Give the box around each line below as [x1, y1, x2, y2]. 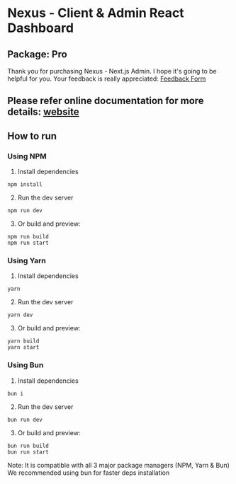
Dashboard [7, 20, 74, 36]
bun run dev [7, 416, 43, 423]
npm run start [7, 239, 50, 247]
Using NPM [7, 151, 47, 161]
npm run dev [7, 207, 43, 214]
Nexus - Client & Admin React [7, 5, 184, 21]
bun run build [7, 442, 50, 449]
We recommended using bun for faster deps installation [7, 468, 170, 477]
